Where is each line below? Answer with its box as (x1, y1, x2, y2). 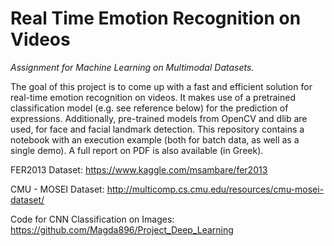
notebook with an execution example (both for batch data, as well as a (10, 133, 300, 146)
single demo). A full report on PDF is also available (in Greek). (10, 144, 264, 156)
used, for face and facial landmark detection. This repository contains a (10, 123, 305, 135)
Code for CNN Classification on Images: (10, 213, 175, 225)
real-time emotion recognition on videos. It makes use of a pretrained (10, 91, 296, 103)
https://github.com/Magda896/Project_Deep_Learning (10, 223, 234, 236)
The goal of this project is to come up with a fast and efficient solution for (10, 80, 313, 92)
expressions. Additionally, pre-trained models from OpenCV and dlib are (10, 112, 308, 124)
